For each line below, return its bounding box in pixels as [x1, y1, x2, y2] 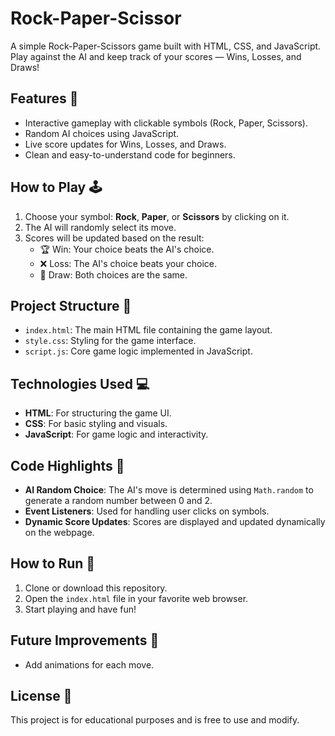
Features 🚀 [10, 90, 79, 107]
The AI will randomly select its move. [24, 221, 177, 233]
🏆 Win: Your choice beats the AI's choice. [39, 243, 215, 255]
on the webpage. [24, 527, 95, 538]
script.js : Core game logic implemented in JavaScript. [24, 345, 253, 357]
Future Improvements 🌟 [10, 632, 160, 649]
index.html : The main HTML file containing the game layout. [24, 324, 273, 336]
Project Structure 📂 [10, 297, 132, 314]
